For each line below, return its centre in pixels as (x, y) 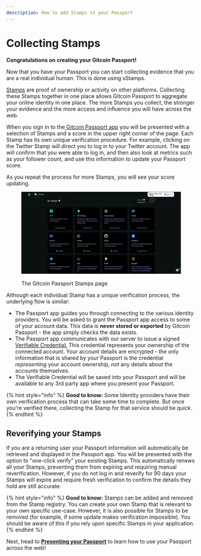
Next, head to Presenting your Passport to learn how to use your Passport (99, 541)
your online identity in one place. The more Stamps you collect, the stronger (100, 102)
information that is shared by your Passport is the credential (89, 358)
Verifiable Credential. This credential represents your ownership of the (102, 345)
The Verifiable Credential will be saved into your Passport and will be (100, 377)
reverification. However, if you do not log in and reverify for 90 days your (97, 473)
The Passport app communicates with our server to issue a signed (97, 339)
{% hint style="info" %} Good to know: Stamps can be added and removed (100, 498)
